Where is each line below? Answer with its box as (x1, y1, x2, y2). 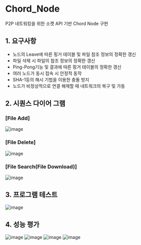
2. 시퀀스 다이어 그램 (5, 99, 66, 108)
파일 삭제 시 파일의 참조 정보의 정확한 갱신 (12, 57, 95, 63)
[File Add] (5, 115, 30, 122)
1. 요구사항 (5, 37, 37, 46)
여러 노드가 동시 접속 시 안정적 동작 (12, 70, 82, 76)
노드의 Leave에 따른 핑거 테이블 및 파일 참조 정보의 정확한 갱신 (12, 51, 136, 57)
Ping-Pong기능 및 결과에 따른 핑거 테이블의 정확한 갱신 (12, 64, 122, 70)
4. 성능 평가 (5, 220, 40, 229)
